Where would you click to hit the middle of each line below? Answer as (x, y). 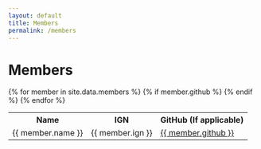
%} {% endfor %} (37, 100)
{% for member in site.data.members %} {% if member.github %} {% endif (130, 92)
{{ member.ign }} (122, 133)
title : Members (33, 23)
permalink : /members (43, 30)
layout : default (35, 16)
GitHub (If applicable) (202, 120)
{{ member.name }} (48, 133)
